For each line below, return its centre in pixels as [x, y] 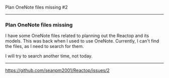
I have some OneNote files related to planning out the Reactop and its [77, 36]
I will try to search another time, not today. [49, 56]
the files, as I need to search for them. [45, 46]
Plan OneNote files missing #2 [36, 7]
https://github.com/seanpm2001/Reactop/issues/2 [57, 70]
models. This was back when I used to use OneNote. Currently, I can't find [82, 41]
